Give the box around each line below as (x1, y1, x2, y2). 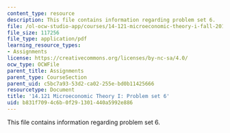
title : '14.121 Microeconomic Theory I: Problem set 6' (7, 93, 170, 100)
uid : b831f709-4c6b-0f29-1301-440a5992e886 (7, 99, 133, 106)
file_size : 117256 (7, 29, 60, 36)
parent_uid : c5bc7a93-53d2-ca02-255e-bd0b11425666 (7, 80, 155, 87)
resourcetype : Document (7, 86, 75, 93)
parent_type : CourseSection (7, 73, 88, 81)
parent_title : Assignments (7, 67, 84, 74)
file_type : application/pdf (7, 36, 88, 43)
